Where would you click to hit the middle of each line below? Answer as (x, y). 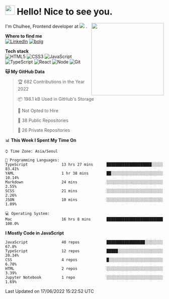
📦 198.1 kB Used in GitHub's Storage (56, 99)
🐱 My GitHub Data (25, 71)
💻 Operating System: (28, 213)
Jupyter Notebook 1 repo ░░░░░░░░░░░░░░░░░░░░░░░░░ (84, 277)
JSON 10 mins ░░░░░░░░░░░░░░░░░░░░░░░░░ (84, 200)
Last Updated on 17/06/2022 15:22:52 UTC (50, 291)
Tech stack (17, 51)
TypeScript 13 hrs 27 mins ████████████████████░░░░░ (84, 164)
